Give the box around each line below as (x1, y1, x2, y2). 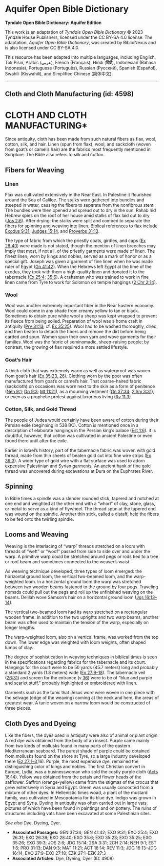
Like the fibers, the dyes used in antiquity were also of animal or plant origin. (5, 732, 159, 738)
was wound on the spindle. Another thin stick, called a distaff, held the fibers (5, 511, 159, 517)
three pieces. (5, 705, 32, 711)
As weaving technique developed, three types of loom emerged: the (5, 568, 142, 574)
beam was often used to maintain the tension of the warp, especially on (5, 620, 149, 625)
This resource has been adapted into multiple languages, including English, (5, 54, 156, 60)
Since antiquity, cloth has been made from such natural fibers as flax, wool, (5, 136, 157, 142)
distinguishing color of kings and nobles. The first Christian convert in (5, 764, 145, 770)
